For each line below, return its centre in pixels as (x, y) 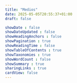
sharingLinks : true (26, 68)
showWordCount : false (28, 59)
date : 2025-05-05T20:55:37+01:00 (39, 14)
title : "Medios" (21, 10)
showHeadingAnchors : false (33, 37)
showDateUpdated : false (30, 32)
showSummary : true (25, 64)
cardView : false (21, 73)
